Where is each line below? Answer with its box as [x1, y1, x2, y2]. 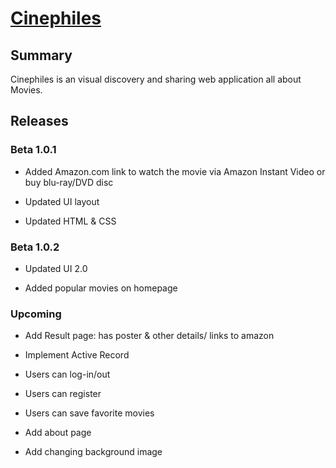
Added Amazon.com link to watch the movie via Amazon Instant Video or [24, 165, 326, 177]
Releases [10, 113, 69, 130]
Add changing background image [24, 446, 163, 458]
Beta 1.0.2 [10, 240, 60, 254]
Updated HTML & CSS [24, 215, 117, 227]
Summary [10, 47, 73, 64]
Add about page [24, 427, 92, 439]
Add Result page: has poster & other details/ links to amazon [24, 330, 275, 342]
